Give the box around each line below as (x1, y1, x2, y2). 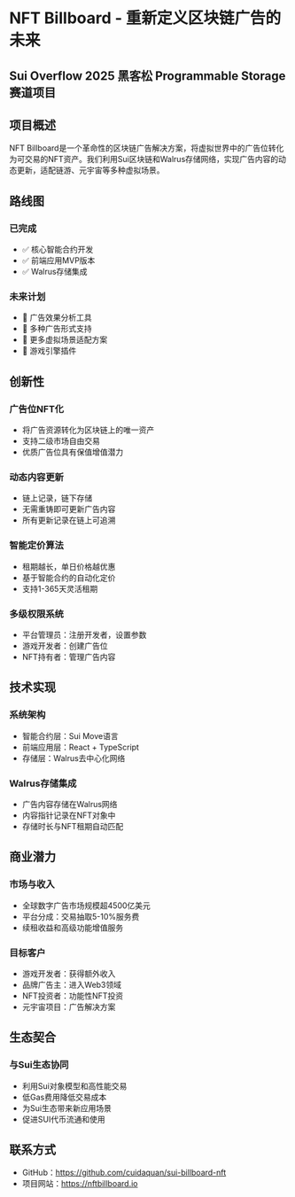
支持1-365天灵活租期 (21, 583, 98, 594)
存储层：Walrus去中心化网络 (21, 752, 126, 763)
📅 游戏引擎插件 (21, 346, 77, 356)
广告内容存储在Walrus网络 (21, 798, 118, 809)
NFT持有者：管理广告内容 (21, 651, 116, 662)
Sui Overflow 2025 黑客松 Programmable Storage (9, 68, 286, 83)
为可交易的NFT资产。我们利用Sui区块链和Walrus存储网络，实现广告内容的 (9, 154, 279, 165)
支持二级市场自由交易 (21, 436, 100, 447)
